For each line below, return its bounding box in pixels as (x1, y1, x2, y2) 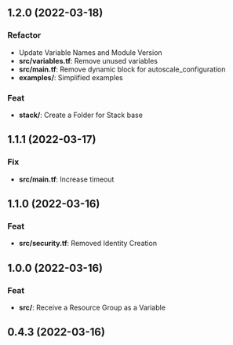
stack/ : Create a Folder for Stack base (18, 110, 143, 119)
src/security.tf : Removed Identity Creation (18, 239, 158, 248)
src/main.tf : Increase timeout (18, 174, 115, 184)
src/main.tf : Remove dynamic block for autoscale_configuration (18, 64, 226, 74)
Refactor (7, 30, 42, 41)
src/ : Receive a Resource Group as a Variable (18, 303, 166, 313)
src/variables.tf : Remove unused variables (18, 56, 158, 65)
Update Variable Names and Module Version (18, 47, 162, 57)
